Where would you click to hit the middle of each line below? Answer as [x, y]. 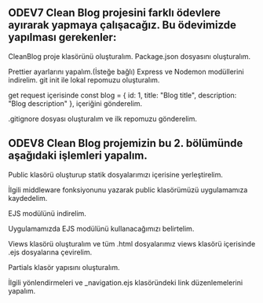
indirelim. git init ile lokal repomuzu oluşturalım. [84, 80]
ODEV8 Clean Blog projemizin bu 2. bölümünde [126, 143]
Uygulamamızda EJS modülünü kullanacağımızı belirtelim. [101, 228]
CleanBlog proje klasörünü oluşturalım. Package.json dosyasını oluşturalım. [130, 56]
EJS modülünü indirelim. [47, 213]
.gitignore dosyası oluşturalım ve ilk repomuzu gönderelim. [103, 119]
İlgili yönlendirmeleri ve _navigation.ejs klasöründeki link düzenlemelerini [126, 283]
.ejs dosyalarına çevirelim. [50, 252]
